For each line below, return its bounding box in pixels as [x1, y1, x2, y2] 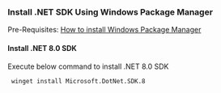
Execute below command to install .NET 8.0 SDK [7, 61, 169, 71]
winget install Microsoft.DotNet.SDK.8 [11, 77, 147, 85]
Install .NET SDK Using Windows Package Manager [7, 6, 214, 18]
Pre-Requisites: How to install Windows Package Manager [7, 25, 202, 35]
